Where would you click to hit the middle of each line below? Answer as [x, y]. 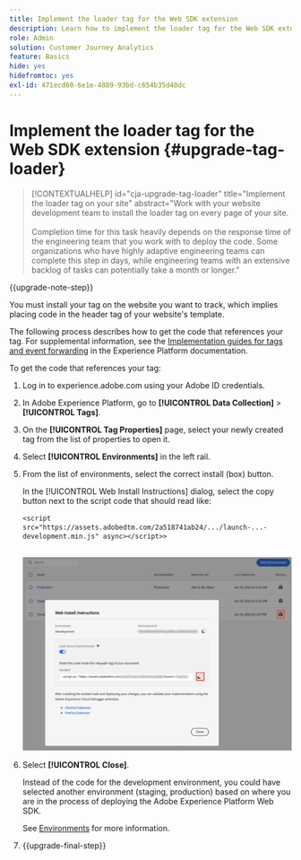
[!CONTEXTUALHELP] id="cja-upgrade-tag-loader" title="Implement [158, 194]
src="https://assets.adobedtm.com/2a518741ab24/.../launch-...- [145, 527]
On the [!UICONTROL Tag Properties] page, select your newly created [153, 430]
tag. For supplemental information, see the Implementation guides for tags [146, 341]
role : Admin [31, 38]
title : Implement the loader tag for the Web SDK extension [124, 19]
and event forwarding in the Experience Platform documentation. [129, 351]
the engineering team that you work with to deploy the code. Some [155, 241]
